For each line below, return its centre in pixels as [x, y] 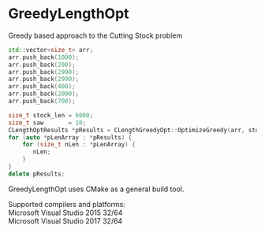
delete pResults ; [37, 174]
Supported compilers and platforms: [67, 204]
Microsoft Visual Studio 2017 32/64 [65, 220]
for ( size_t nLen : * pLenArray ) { [79, 145]
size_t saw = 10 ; [47, 123]
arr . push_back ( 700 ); [42, 102]
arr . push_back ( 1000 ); [44, 57]
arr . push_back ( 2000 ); [44, 94]
